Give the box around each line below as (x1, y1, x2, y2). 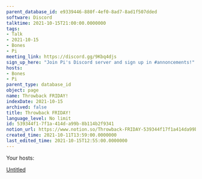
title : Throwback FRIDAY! (6, 110, 71, 116)
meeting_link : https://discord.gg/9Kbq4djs (6, 54, 117, 60)
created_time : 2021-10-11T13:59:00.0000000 (6, 132, 117, 139)
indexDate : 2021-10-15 (6, 98, 63, 104)
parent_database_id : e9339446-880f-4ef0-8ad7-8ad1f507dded (6, 8, 158, 15)
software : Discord (6, 14, 52, 20)
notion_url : (6, 127, 36, 133)
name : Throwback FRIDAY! (6, 93, 69, 99)
